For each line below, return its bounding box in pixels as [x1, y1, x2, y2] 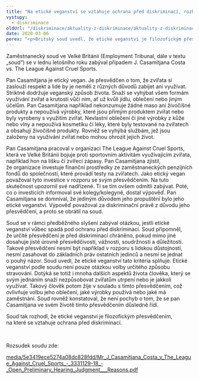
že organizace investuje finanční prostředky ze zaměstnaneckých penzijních [6, 164, 192, 171]
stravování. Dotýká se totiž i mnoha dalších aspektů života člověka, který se [6, 270, 191, 276]
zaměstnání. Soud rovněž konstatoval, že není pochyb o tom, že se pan [6, 295, 180, 302]
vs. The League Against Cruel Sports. [6, 65, 98, 72]
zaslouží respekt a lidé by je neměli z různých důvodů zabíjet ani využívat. [6, 83, 187, 90]
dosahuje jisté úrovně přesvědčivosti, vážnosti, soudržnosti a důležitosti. [6, 238, 184, 245]
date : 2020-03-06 [6, 31, 49, 37]
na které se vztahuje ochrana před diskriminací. [6, 319, 123, 326]
